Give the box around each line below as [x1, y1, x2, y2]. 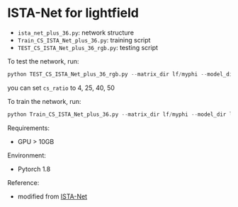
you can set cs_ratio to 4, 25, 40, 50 [7, 83, 115, 92]
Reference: [7, 178, 40, 187]
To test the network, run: [7, 57, 79, 65]
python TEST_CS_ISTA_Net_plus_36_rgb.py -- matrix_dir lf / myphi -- [7, 71, 208, 78]
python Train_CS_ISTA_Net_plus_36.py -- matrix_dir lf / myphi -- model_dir [7, 111, 227, 118]
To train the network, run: [7, 97, 81, 105]
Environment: [7, 150, 46, 160]
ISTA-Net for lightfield [7, 5, 140, 21]
